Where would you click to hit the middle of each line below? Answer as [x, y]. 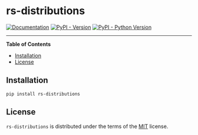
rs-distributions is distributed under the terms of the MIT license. [87, 126]
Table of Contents [29, 44]
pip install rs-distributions [43, 94]
